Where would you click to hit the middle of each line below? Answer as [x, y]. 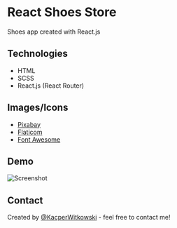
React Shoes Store [62, 12]
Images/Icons [38, 108]
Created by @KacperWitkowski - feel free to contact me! [89, 217]
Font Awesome [39, 139]
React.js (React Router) [51, 86]
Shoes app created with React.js [54, 32]
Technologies [38, 54]
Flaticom [30, 132]
